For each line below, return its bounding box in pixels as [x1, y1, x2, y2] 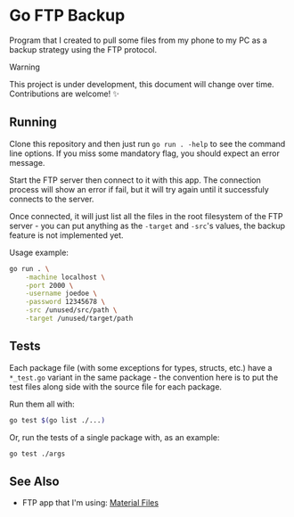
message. [9, 157, 45, 168]
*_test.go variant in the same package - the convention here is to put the [9, 372, 279, 382]
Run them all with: [9, 398, 76, 409]
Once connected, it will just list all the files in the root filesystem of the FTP [9, 210, 283, 221]
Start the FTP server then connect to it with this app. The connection [9, 175, 261, 185]
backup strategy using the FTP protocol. [9, 44, 158, 54]
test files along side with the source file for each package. [9, 381, 223, 392]
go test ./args [9, 449, 66, 458]
